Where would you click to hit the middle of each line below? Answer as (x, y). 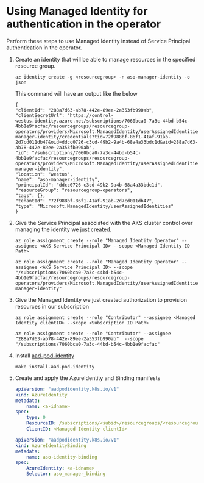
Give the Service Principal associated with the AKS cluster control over (104, 223)
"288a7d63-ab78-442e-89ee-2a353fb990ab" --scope (79, 339)
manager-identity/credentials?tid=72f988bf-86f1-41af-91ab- (93, 137)
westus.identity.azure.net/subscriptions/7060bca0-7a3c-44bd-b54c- (102, 121)
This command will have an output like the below (76, 93)
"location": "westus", (44, 174)
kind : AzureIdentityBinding (51, 445)
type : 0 (36, 418)
